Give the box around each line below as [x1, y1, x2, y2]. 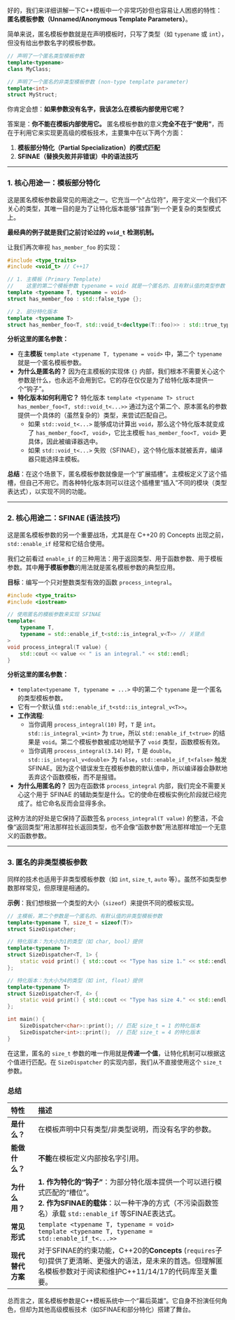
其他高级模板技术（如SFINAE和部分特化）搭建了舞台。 [37, 1305, 194, 1314]
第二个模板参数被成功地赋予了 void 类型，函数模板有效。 [60, 738, 224, 746]
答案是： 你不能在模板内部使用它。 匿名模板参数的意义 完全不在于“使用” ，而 [7, 120, 224, 128]
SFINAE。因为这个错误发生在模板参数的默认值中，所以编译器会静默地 [27, 764, 228, 773]
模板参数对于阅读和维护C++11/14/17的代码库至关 [45, 1266, 211, 1276]
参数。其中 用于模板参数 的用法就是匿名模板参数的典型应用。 [7, 563, 179, 571]
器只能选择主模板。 [27, 455, 84, 463]
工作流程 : [17, 712, 44, 720]
